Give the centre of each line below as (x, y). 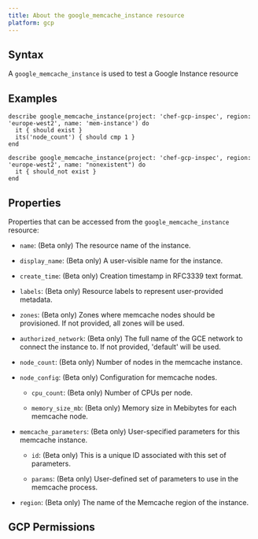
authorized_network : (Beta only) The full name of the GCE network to (131, 338)
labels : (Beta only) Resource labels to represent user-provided (121, 291)
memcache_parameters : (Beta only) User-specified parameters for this (129, 431)
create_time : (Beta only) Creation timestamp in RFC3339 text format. (131, 276)
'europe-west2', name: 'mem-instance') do (79, 124)
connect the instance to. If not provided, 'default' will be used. (120, 347)
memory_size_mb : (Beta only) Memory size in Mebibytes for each (134, 407)
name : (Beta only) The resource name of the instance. (105, 245)
